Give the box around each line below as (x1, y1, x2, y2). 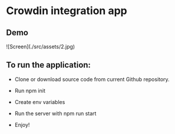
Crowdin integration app (6, 4, 128, 18)
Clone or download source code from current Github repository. (14, 75, 170, 83)
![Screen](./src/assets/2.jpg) (6, 43, 75, 50)
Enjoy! (14, 121, 30, 128)
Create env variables (14, 98, 65, 105)
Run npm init (14, 87, 45, 94)
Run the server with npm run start (14, 110, 97, 117)
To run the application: (6, 60, 91, 70)
